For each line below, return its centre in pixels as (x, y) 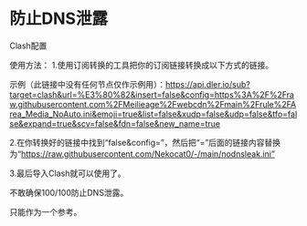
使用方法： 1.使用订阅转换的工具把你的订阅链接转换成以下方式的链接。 (142, 65)
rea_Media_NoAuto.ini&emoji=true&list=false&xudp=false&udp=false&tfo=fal (153, 114)
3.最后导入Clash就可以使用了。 (68, 173)
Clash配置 (28, 46)
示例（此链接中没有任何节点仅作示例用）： (88, 84)
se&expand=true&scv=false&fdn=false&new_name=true (115, 123)
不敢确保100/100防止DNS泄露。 (69, 192)
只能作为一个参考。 (46, 211)
